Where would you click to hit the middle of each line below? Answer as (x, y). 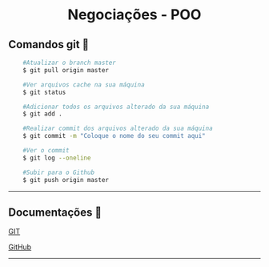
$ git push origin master (66, 180)
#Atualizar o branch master (69, 63)
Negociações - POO (134, 15)
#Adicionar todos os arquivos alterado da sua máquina (116, 107)
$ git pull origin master (66, 70)
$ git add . (42, 114)
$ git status (44, 92)
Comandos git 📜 (49, 44)
